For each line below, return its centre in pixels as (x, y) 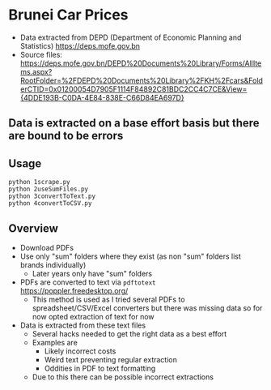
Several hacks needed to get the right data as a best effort (129, 333)
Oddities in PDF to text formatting (100, 368)
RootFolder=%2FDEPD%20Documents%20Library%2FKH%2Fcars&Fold (141, 80)
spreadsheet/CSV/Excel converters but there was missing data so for (147, 308)
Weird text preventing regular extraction (111, 359)
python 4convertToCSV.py (50, 204)
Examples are (55, 342)
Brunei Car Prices (68, 15)
